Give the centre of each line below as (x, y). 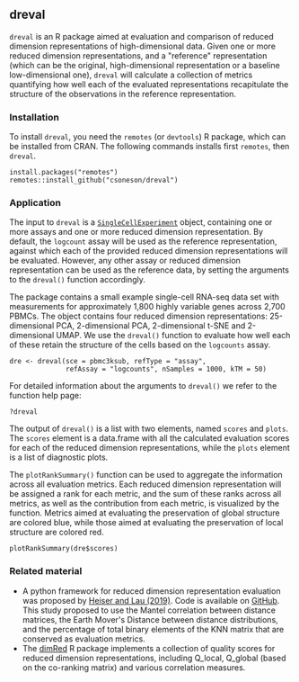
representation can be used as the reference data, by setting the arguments (149, 270)
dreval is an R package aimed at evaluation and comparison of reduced (141, 36)
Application (35, 203)
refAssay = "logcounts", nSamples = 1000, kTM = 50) (167, 369)
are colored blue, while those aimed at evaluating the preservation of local (146, 523)
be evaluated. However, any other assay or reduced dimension (125, 261)
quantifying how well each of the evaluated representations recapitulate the (149, 84)
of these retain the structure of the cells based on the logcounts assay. (140, 345)
